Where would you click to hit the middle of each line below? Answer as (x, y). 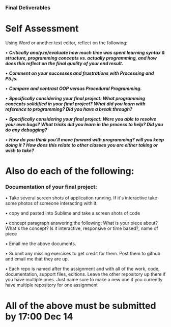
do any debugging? (26, 130)
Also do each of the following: (70, 171)
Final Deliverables (28, 8)
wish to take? (20, 150)
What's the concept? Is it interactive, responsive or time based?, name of (82, 228)
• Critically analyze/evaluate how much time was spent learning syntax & (85, 52)
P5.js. (11, 78)
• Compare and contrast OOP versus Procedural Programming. (74, 88)
